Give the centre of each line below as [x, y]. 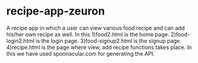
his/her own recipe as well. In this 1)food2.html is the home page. [88, 34]
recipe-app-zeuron [56, 11]
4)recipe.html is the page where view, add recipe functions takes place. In [99, 47]
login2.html [20, 41]
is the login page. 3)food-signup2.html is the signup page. [108, 41]
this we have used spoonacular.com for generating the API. [81, 53]
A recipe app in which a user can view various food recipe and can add [95, 28]
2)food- [180, 34]
